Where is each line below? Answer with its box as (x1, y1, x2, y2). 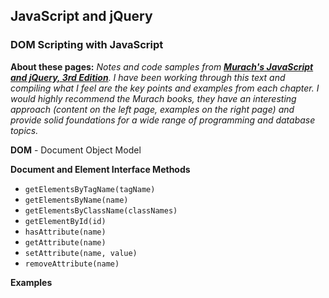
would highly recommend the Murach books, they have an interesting (10, 92, 297, 104)
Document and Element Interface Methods (10, 163, 191, 175)
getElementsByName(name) (24, 195, 129, 205)
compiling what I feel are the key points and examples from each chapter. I (10, 82, 320, 94)
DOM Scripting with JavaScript (10, 38, 164, 52)
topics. (10, 124, 39, 136)
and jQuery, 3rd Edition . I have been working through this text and (10, 71, 286, 83)
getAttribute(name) (24, 237, 107, 248)
